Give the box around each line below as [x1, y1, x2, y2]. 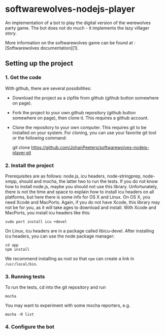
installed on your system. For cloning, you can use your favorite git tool [12, 130, 157, 135]
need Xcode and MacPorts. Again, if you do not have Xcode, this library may [5, 199, 160, 205]
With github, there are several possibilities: [5, 85, 92, 91]
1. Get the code [5, 74, 42, 81]
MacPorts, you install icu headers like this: [5, 209, 91, 215]
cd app [5, 242, 19, 247]
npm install [5, 247, 30, 252]
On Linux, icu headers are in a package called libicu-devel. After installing [5, 228, 154, 234]
